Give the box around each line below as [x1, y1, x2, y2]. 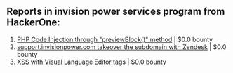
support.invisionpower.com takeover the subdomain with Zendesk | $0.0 [16, 42, 227, 51]
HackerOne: [6, 17, 60, 29]
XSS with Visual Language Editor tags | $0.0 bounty [16, 58, 166, 66]
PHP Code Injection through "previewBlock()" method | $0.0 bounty [16, 35, 213, 44]
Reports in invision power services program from [6, 6, 225, 18]
